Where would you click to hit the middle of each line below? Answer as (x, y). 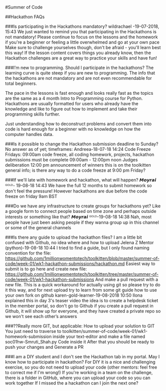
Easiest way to (141, 263)
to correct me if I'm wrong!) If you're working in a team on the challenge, (79, 372)
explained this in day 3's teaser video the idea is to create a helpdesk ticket (82, 300)
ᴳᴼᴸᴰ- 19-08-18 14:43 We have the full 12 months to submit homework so (79, 185)
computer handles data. (29, 134)
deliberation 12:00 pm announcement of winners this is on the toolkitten (78, 165)
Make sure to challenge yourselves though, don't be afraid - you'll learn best (83, 47)
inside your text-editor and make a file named (99, 336)
